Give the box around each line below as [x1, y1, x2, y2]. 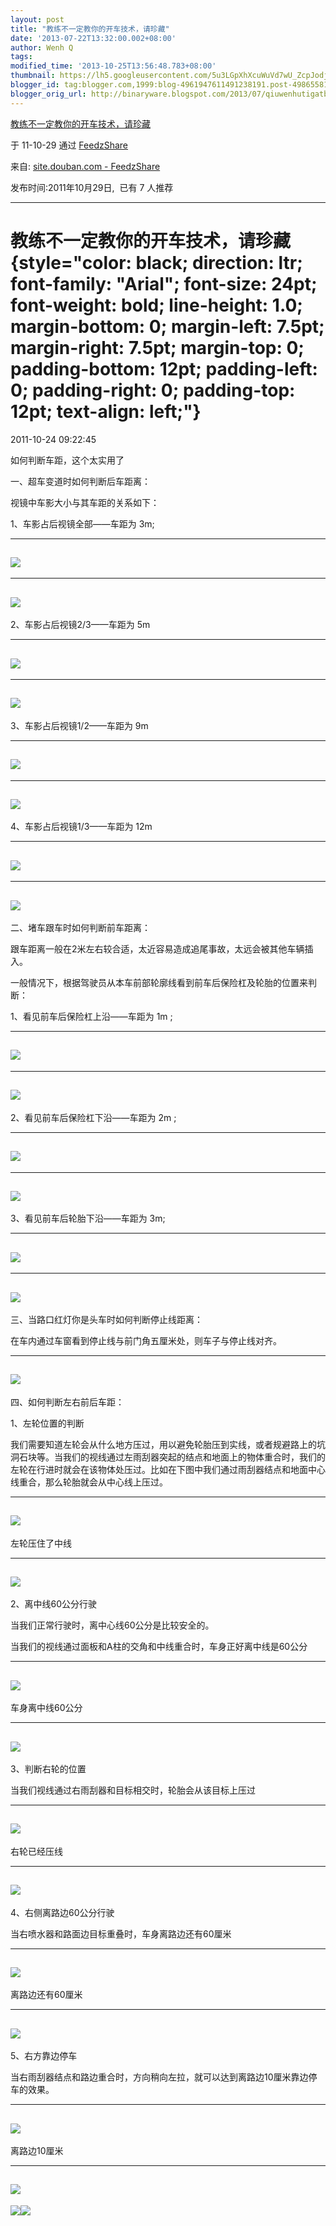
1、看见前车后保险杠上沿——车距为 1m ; [10, 1011, 173, 1023]
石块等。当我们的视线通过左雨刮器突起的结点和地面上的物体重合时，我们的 [18, 1451, 326, 1463]
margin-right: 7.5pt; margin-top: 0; [10, 336, 305, 359]
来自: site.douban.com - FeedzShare [10, 160, 161, 172]
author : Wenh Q [10, 42, 74, 53]
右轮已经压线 [10, 1845, 63, 1857]
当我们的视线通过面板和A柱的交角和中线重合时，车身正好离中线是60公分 [10, 1641, 308, 1653]
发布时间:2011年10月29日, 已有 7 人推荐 [10, 181, 174, 193]
